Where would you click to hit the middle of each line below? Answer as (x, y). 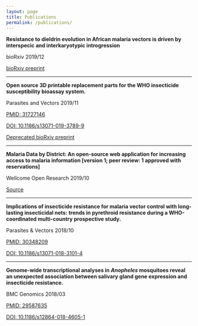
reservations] (23, 167)
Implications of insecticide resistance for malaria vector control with (92, 206)
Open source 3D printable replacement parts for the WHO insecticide (93, 85)
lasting (15, 213)
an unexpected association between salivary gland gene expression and (97, 276)
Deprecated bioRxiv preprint (40, 137)
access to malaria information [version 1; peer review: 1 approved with (94, 160)
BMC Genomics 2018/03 (36, 294)
